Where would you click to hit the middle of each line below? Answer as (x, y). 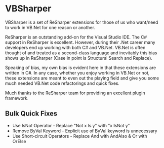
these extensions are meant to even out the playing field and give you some (82, 78)
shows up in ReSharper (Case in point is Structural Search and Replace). (79, 58)
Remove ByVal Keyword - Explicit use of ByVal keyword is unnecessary (85, 131)
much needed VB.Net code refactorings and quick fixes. (62, 83)
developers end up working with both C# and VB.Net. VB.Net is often (75, 47)
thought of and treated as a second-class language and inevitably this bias (81, 53)
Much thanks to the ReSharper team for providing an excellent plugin (75, 93)
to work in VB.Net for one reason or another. (50, 27)
